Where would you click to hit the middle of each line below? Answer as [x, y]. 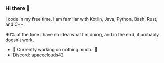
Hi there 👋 [18, 8]
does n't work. [20, 40]
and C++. [15, 24]
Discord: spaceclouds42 [38, 55]
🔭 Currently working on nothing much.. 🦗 [55, 50]
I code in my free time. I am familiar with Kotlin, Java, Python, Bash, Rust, [81, 19]
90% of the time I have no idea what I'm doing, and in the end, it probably [82, 35]
